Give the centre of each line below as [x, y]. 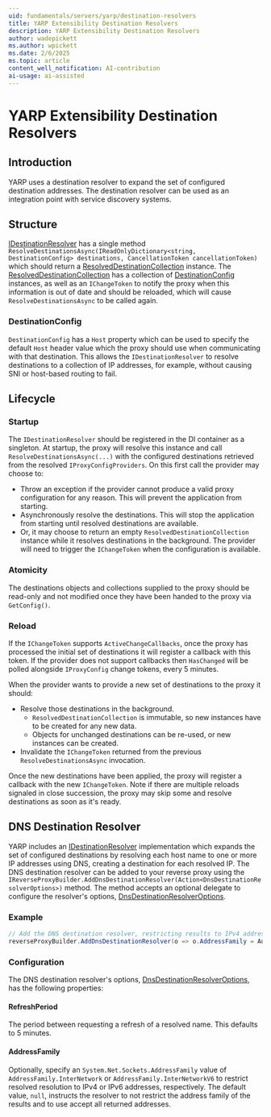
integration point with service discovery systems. [90, 199]
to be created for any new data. [84, 726]
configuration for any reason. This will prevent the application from [131, 498]
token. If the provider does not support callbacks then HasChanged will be [128, 661]
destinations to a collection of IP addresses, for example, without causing [130, 365]
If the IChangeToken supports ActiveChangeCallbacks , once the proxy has [128, 644]
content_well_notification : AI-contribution [84, 69]
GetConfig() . [29, 605]
